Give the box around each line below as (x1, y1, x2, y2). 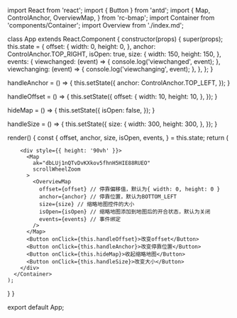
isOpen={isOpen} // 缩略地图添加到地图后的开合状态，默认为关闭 (38, 208, 211, 215)
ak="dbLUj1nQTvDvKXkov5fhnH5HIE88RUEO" (33, 159, 151, 166)
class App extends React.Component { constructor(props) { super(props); (7, 35, 224, 43)
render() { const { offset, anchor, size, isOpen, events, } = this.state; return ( (7, 134, 229, 142)
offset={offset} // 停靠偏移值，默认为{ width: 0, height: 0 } (38, 186, 221, 193)
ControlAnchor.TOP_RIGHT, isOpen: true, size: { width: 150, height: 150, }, (7, 50, 221, 58)
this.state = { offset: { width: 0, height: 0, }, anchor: (7, 42, 156, 50)
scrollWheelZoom (33, 166, 81, 173)
